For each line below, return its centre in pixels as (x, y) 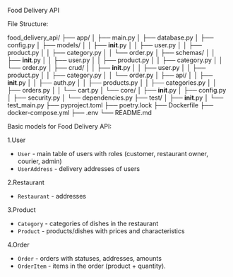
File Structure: (28, 24)
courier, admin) (40, 161)
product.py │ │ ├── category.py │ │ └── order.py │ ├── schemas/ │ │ (112, 53)
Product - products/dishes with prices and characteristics (101, 231)
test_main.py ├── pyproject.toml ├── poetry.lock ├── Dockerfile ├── (110, 105)
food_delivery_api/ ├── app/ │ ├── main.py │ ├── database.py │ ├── (110, 37)
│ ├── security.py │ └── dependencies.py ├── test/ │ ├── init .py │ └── (115, 98)
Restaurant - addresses (52, 196)
